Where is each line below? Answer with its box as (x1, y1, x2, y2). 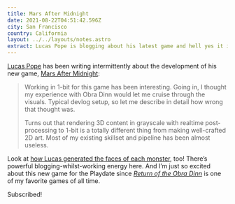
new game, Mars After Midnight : (7, 69, 100, 78)
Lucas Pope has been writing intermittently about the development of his (7, 62, 217, 70)
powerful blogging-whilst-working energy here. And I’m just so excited (7, 162, 211, 170)
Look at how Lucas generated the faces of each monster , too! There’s (7, 154, 208, 163)
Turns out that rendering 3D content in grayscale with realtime (24, 119, 204, 126)
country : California (7, 29, 68, 37)
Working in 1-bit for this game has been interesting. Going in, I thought (24, 83, 227, 91)
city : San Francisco (7, 23, 68, 30)
